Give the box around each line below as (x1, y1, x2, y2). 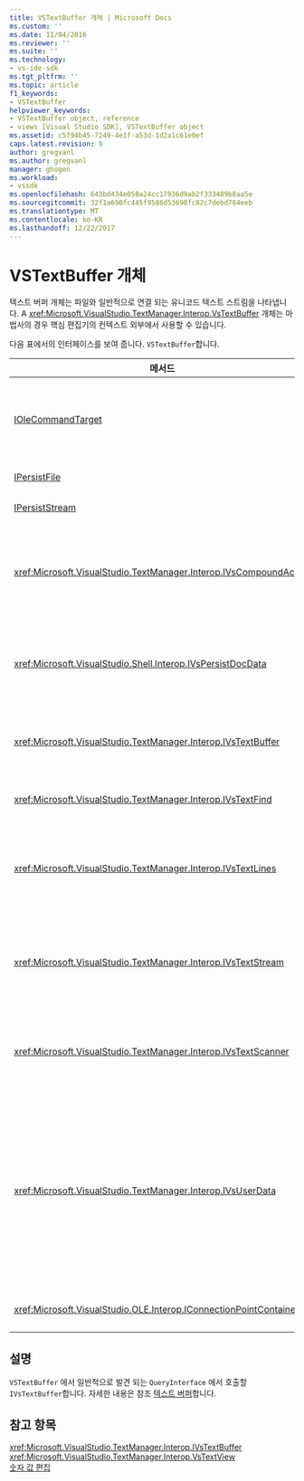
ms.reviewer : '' (9, 38, 71, 48)
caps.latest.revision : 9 (9, 139, 103, 148)
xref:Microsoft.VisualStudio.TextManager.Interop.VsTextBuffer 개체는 (28, 309, 284, 319)
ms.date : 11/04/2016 (9, 30, 88, 39)
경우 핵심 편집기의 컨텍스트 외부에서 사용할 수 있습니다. (33, 319, 227, 330)
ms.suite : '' (9, 47, 59, 56)
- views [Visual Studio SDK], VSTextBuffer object (9, 123, 204, 132)
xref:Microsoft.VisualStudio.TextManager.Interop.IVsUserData (14, 1184, 277, 1197)
